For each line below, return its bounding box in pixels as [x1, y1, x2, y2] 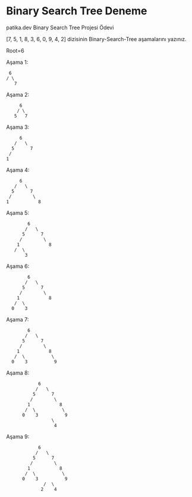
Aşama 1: [6, 58, 29, 66]
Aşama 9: [6, 433, 30, 440]
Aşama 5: [6, 209, 30, 216]
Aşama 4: [6, 166, 30, 174]
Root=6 [6, 47, 25, 54]
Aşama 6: [6, 263, 30, 270]
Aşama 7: [6, 316, 29, 323]
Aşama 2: [6, 91, 30, 98]
